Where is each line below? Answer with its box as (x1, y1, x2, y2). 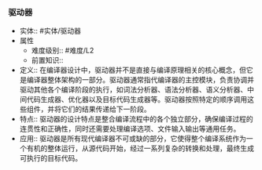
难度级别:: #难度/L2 (31, 45, 94, 56)
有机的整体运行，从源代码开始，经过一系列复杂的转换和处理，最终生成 (26, 143, 254, 154)
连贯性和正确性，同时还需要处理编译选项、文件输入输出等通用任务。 (19, 124, 241, 134)
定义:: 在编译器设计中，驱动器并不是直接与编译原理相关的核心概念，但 (19, 65, 246, 75)
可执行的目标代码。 (19, 154, 83, 163)
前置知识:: (31, 56, 64, 65)
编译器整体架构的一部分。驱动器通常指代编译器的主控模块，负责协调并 (26, 75, 254, 85)
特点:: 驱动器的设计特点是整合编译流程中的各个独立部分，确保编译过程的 (19, 114, 253, 124)
